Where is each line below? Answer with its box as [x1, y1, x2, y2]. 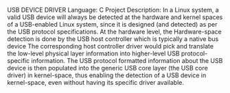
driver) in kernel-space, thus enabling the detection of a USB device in [7, 71, 207, 79]
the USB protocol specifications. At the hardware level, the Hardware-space [7, 27, 222, 36]
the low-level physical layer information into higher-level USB [7, 49, 180, 57]
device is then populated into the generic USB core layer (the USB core [7, 64, 208, 72]
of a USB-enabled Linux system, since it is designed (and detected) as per [7, 21, 218, 28]
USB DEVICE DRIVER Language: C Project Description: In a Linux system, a [7, 6, 220, 14]
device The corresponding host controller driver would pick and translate [7, 42, 214, 50]
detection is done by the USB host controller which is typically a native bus [7, 35, 219, 43]
